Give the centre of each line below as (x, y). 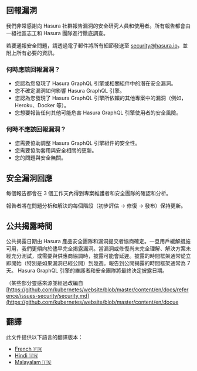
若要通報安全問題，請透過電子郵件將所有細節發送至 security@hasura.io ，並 (97, 45)
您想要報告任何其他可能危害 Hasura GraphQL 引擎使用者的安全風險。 (98, 113)
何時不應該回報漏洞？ (36, 130)
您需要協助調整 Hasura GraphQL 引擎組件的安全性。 (77, 143)
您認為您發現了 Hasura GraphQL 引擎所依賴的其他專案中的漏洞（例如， (100, 98)
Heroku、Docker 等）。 (42, 105)
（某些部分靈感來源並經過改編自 (45, 283)
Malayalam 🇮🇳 (33, 362)
